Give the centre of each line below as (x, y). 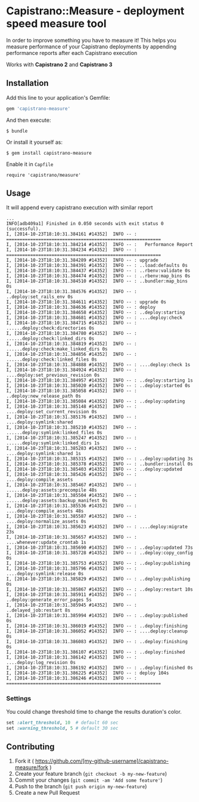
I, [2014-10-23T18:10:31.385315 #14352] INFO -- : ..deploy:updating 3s (100, 459)
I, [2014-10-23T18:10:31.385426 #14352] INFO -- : (71, 475)
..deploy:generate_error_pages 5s (49, 600)
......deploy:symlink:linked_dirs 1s (53, 443)
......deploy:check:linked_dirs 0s (50, 339)
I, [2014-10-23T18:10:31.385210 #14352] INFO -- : (71, 428)
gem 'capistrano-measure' (38, 109)
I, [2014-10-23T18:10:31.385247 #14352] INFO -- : (71, 438)
